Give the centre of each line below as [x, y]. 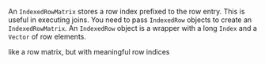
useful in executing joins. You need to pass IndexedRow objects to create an [130, 20]
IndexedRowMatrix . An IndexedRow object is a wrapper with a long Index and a [132, 28]
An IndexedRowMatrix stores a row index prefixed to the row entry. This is [127, 11]
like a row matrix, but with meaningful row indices [89, 52]
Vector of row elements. [47, 36]
